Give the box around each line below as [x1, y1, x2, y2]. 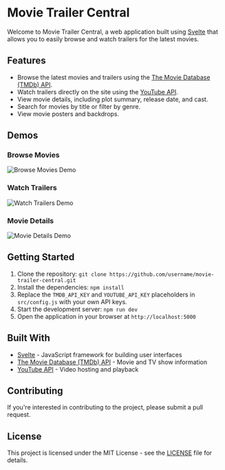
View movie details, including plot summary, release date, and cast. [17, 95, 208, 103]
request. [7, 411, 31, 419]
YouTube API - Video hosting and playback [17, 365, 139, 373]
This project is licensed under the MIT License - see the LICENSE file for [7, 449, 212, 457]
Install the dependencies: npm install [17, 283, 125, 291]
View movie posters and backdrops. [17, 109, 120, 118]
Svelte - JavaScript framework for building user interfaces [17, 350, 182, 359]
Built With [7, 332, 50, 344]
